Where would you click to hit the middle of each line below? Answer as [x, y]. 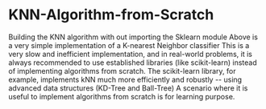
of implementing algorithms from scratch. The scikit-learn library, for [122, 71]
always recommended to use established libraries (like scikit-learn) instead [133, 63]
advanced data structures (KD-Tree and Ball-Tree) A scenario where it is [128, 88]
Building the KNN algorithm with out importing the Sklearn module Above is [133, 37]
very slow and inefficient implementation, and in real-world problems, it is [130, 54]
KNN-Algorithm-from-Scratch [111, 15]
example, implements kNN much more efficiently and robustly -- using [125, 79]
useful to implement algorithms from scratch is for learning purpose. [122, 96]
